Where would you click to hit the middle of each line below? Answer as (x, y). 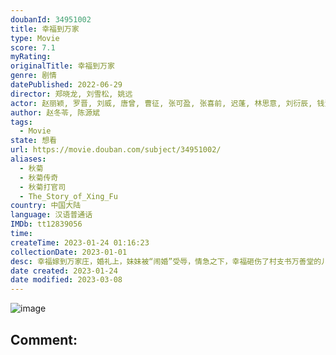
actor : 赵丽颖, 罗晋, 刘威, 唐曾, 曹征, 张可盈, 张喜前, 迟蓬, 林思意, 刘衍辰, (161, 103)
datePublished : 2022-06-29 (66, 85)
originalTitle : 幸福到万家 (62, 66)
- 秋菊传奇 (39, 177)
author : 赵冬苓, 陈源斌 (55, 112)
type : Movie (35, 38)
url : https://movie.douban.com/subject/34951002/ (116, 150)
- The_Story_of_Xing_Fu (68, 196)
